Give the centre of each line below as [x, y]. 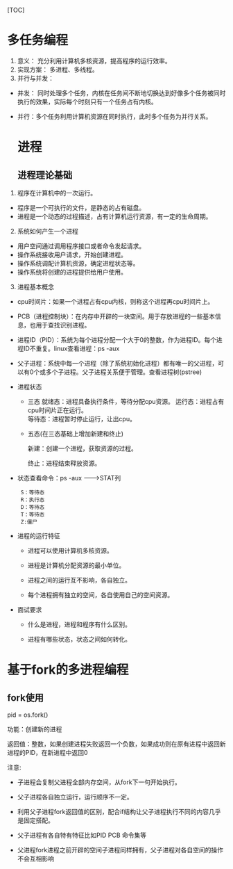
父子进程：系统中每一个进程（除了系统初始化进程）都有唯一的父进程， [118, 363]
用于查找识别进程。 [63, 325]
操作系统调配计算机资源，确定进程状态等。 [78, 263]
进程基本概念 [35, 286]
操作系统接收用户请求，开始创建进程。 [72, 254]
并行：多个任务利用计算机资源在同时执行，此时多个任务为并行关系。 [114, 116]
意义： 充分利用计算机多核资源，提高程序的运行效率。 [94, 60]
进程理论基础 [45, 175]
